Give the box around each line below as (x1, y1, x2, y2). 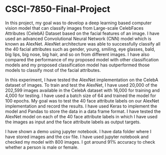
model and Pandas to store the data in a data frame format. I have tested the (5, 108, 161, 114)
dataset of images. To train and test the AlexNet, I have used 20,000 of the (5, 82, 158, 88)
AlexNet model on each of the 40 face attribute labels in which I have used (5, 113, 158, 119)
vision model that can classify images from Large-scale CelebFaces (5, 25, 144, 31)
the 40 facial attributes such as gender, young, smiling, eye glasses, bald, (5, 46, 156, 52)
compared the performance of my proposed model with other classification (5, 56, 159, 62)
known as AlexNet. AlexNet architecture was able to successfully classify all (5, 41, 161, 47)
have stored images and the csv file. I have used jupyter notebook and (5, 134, 149, 140)
